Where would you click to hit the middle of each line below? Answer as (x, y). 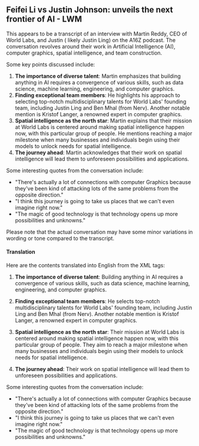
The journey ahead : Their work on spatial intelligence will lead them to (102, 369)
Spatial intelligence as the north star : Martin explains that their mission (103, 120)
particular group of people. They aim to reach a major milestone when (101, 345)
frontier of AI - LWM (44, 19)
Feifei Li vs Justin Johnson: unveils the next (90, 10)
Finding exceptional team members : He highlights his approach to (97, 95)
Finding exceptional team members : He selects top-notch (87, 302)
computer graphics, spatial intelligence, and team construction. (84, 53)
